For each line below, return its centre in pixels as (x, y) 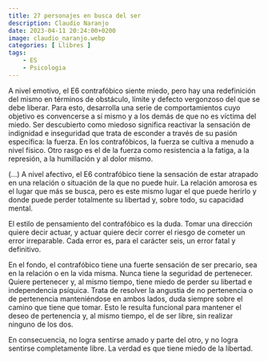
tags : (17, 53)
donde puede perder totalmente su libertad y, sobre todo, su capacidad (126, 199)
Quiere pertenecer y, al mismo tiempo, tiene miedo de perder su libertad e (130, 282)
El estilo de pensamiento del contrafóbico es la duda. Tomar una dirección (130, 223)
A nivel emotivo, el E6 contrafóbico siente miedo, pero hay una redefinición (132, 90)
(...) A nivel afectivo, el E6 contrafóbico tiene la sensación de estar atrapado (133, 174)
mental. (21, 208)
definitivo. (25, 249)
